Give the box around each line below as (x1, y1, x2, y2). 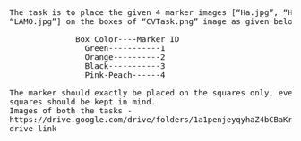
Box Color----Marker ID (75, 35, 180, 44)
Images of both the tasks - (9, 106, 133, 115)
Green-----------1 (84, 44, 166, 53)
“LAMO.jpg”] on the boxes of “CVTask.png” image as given (9, 17, 270, 26)
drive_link (9, 124, 57, 133)
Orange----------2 (84, 53, 166, 62)
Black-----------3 (84, 62, 166, 70)
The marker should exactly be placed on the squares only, (9, 88, 275, 97)
